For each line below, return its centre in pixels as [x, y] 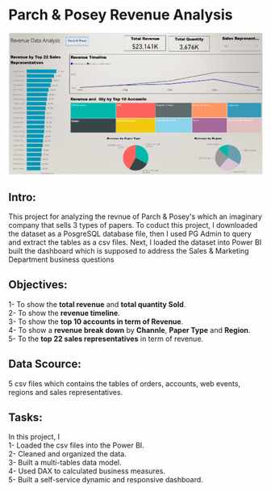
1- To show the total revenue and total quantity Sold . [97, 304]
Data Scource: [45, 364]
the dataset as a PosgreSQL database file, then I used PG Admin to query [130, 233]
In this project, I [34, 437]
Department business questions [61, 259]
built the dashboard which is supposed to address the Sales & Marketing [129, 250]
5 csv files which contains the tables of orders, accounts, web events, [124, 383]
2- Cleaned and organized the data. [67, 454]
